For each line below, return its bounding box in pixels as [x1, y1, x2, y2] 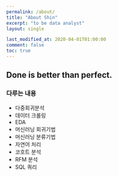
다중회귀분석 [14, 104, 45, 112]
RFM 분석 [14, 156, 38, 163]
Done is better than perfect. [6, 70, 113, 80]
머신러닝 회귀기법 [14, 125, 56, 133]
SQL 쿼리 [14, 163, 37, 171]
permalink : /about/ [6, 8, 55, 15]
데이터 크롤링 [14, 112, 46, 119]
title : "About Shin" [6, 14, 58, 20]
